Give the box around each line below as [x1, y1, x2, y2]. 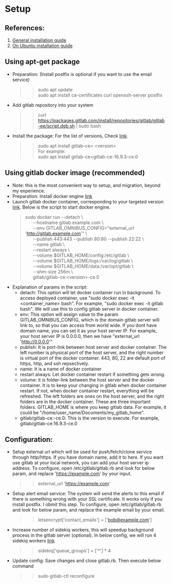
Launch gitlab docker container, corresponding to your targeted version [12, 198, 164, 204]
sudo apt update [37, 86, 73, 92]
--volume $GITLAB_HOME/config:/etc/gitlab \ [32, 252, 129, 258]
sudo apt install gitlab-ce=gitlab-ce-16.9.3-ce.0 [37, 154, 138, 160]
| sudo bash [75, 123, 101, 129]
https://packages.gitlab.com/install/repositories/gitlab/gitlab [37, 117, 165, 123]
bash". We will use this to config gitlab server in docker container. [20, 306, 159, 312]
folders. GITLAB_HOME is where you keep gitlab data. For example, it [20, 404, 166, 410]
